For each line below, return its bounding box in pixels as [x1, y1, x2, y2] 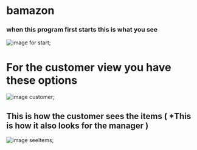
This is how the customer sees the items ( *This [6, 111, 192, 121]
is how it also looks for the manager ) [6, 120, 149, 131]
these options [6, 73, 78, 87]
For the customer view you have [6, 60, 171, 74]
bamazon [6, 4, 55, 18]
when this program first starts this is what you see [6, 26, 158, 34]
